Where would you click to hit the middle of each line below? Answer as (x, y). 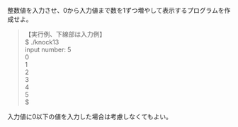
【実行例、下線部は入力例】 (65, 34)
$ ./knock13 (42, 42)
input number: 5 (48, 49)
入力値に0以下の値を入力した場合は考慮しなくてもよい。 (90, 116)
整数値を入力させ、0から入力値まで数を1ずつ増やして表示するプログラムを (116, 10)
